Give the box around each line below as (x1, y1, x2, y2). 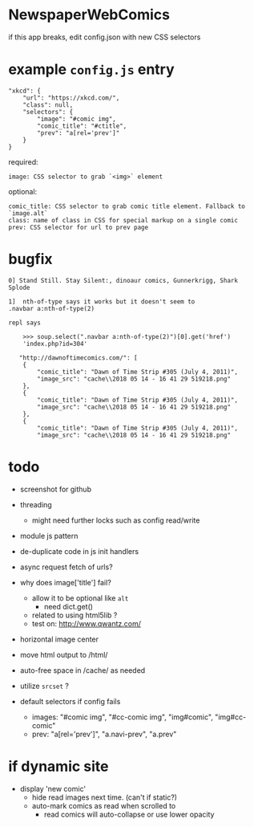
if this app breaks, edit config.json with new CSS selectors (8, 32, 201, 42)
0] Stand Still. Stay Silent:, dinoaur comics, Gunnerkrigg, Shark (8, 276, 239, 284)
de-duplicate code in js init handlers (19, 546, 139, 556)
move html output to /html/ (19, 650, 108, 659)
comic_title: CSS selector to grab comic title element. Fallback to (8, 202, 246, 210)
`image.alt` (8, 209, 48, 218)
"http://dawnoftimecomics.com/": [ (18, 353, 138, 362)
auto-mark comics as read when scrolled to (31, 801, 176, 810)
